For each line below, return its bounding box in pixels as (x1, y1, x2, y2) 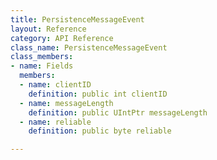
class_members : (10, 52, 74, 62)
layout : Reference (10, 24, 87, 34)
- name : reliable (19, 117, 92, 127)
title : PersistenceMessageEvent (10, 14, 145, 25)
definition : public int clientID (28, 89, 168, 99)
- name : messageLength (19, 98, 114, 108)
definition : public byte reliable (28, 126, 172, 136)
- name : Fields (10, 61, 74, 71)
